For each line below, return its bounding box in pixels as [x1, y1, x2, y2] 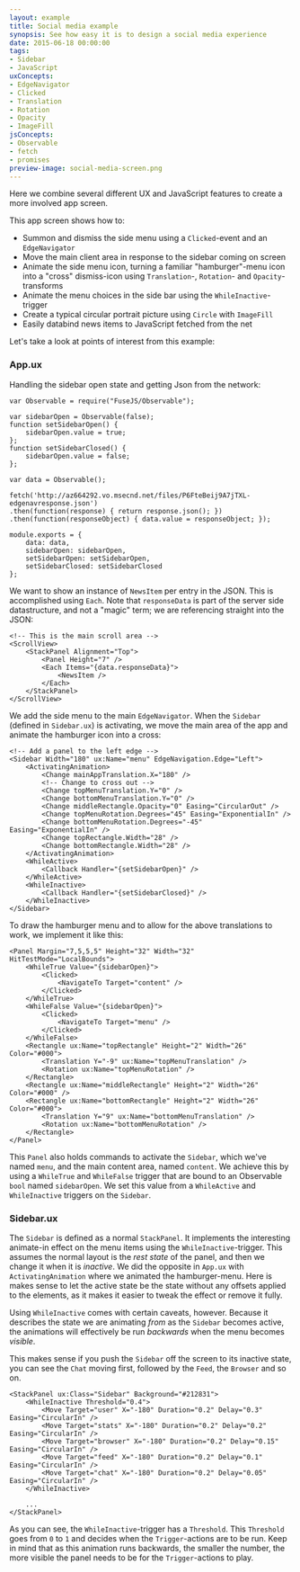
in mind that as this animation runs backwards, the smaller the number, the [9, 1542, 286, 1553]
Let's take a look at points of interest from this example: [9, 336, 216, 347]
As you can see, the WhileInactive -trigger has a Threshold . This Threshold [9, 1523, 285, 1534]
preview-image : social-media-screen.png [9, 164, 163, 173]
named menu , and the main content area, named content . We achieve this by [9, 1161, 289, 1172]
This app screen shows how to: [9, 215, 126, 226]
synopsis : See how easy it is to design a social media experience [9, 30, 268, 39]
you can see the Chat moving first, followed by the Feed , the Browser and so [9, 1362, 287, 1373]
